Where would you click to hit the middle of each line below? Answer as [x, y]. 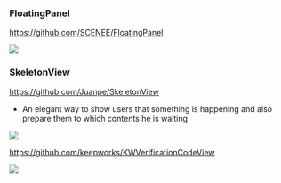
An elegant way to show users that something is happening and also [147, 108]
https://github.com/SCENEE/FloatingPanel [86, 33]
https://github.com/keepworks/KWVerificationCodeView [112, 152]
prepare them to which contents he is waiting [105, 118]
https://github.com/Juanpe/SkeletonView [84, 91]
